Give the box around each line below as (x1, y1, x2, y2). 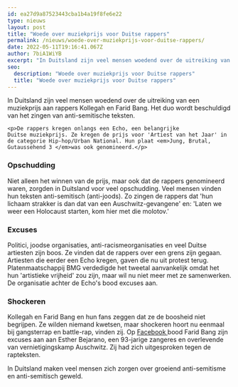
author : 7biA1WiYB (7, 51, 62, 58)
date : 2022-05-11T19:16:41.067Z (7, 43, 103, 51)
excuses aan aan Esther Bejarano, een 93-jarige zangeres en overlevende (7, 336, 224, 344)
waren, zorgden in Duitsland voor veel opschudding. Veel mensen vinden (7, 184, 222, 192)
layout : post (7, 24, 46, 31)
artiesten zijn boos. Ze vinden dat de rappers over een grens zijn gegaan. (7, 248, 222, 257)
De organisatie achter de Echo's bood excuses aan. (7, 279, 158, 287)
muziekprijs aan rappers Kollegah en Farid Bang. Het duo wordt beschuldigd (7, 104, 231, 113)
